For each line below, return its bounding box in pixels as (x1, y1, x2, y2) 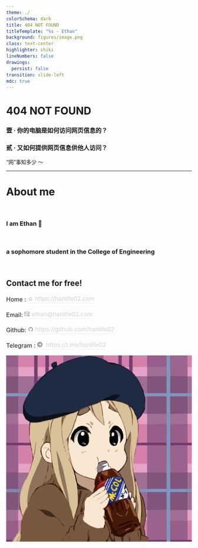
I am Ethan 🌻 (6, 219, 42, 228)
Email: (6, 310, 23, 319)
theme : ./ (6, 9, 31, 15)
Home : (6, 295, 27, 303)
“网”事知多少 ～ (6, 158, 44, 166)
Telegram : (6, 341, 36, 349)
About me (6, 185, 55, 198)
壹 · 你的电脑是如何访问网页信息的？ (6, 127, 108, 135)
